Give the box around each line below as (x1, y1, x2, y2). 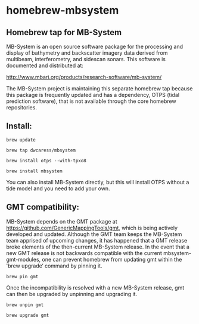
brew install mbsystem (6, 168, 63, 174)
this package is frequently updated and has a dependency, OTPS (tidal (6, 92, 180, 98)
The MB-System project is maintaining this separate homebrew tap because (6, 85, 193, 92)
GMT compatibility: (6, 202, 79, 212)
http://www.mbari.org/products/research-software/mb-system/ (6, 74, 162, 80)
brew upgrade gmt (6, 312, 49, 318)
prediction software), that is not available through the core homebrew (6, 97, 177, 105)
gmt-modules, (6, 256, 41, 263)
